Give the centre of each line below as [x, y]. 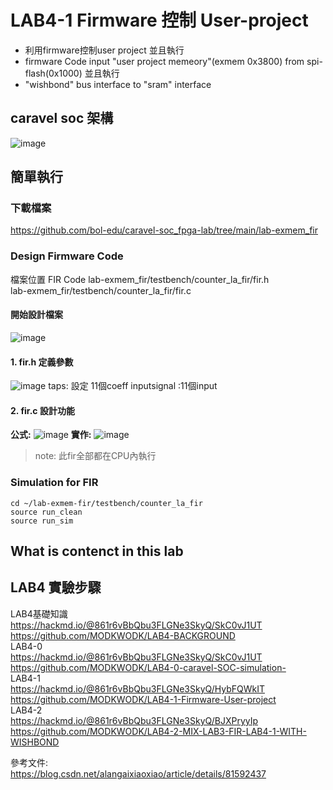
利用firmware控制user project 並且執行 [104, 50]
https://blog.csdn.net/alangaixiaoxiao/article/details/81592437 [138, 773]
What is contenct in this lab [97, 551]
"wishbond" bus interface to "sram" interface [118, 84]
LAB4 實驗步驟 [56, 587]
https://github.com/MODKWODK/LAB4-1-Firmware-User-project [143, 699]
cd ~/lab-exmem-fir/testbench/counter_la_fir [106, 503]
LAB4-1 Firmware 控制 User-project [159, 20]
